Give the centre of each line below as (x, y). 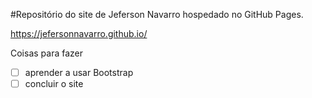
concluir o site (54, 84)
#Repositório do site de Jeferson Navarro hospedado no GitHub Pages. (157, 14)
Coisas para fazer (47, 53)
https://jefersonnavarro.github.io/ (79, 33)
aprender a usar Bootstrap (79, 72)
